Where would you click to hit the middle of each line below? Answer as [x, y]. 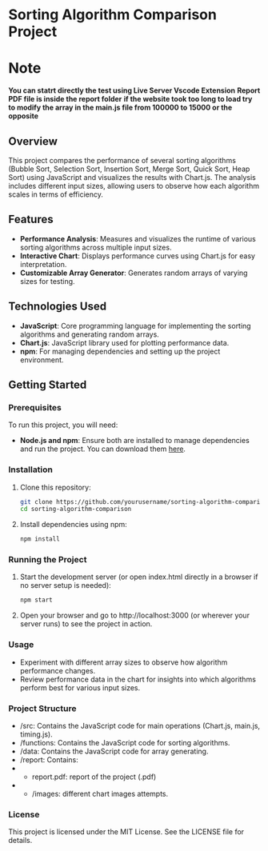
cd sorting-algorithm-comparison [76, 509]
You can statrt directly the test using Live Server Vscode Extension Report [134, 90]
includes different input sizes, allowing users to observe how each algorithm [134, 186]
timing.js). [36, 734]
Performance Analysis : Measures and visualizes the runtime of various [138, 238]
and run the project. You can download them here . [103, 449]
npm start [36, 600]
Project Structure [42, 708]
